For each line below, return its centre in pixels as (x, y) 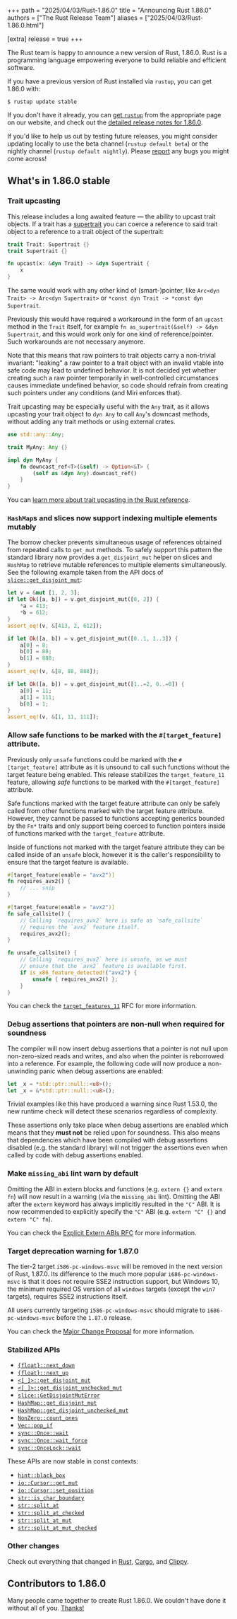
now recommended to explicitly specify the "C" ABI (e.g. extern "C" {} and (117, 1211)
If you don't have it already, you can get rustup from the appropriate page (114, 115)
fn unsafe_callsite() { (42, 953)
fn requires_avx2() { (39, 882)
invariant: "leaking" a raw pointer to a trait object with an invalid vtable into (116, 363)
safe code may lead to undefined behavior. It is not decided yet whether (112, 370)
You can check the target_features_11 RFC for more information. (102, 1006)
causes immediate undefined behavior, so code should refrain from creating (118, 385)
